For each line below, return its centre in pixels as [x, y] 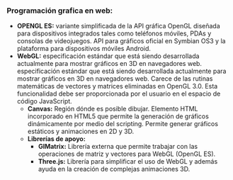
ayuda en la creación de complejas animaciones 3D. [114, 169]
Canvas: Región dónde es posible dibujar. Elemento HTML [113, 109]
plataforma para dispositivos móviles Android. [84, 49]
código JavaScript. [44, 101]
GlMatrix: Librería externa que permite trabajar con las [118, 147]
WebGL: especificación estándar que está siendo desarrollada [108, 56]
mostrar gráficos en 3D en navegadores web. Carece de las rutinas [115, 79]
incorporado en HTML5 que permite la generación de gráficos [118, 116]
